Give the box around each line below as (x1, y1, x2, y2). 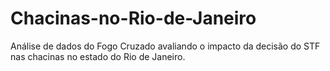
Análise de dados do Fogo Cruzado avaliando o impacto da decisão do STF (10, 40, 321, 52)
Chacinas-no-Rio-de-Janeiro (10, 7, 257, 30)
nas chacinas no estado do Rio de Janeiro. (10, 50, 186, 62)
